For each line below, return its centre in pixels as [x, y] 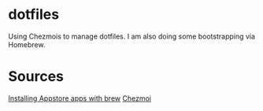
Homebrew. [27, 44]
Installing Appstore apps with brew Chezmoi [80, 98]
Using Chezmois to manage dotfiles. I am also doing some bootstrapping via [132, 36]
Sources [36, 77]
